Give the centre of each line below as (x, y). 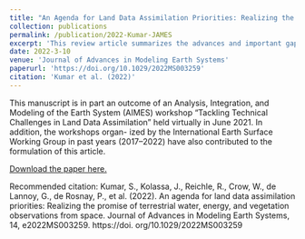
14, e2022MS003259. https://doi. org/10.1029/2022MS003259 (126, 224)
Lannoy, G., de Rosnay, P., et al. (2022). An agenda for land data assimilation (152, 195)
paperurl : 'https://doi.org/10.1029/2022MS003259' (107, 69)
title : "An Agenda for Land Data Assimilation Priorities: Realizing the (152, 18)
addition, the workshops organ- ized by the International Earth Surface (142, 132)
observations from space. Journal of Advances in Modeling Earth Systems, (150, 215)
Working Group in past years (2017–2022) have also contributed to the (141, 141)
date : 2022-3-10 (40, 52)
